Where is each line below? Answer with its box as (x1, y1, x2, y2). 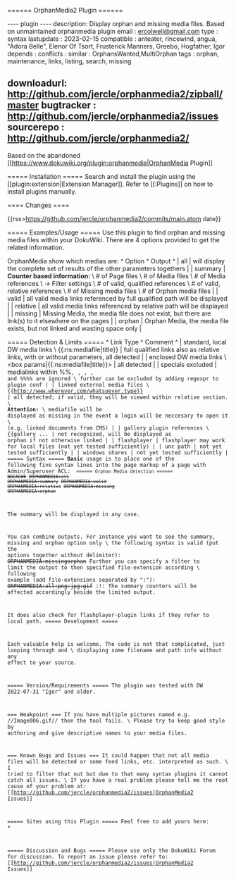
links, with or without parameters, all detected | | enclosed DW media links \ (7, 352, 227, 361)
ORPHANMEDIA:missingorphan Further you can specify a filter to (7, 558, 200, 566)
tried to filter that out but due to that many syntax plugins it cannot (7, 771, 229, 778)
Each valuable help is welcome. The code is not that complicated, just (7, 641, 225, 648)
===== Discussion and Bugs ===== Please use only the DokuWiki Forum (7, 847, 216, 854)
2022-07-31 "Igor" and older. (7, 688, 97, 695)
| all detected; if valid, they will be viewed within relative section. (7, 394, 229, 401)
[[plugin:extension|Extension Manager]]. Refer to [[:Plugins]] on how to (7, 180, 213, 188)
